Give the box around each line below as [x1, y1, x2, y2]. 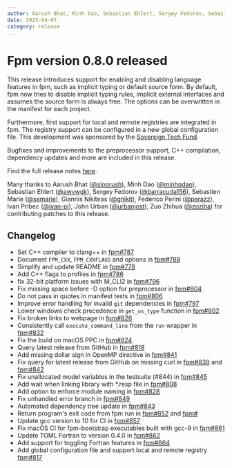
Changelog [7, 229, 56, 242]
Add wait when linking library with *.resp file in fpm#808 [17, 380, 177, 389]
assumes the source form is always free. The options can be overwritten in [7, 97, 220, 106]
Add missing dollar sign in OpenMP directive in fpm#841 [17, 351, 177, 359]
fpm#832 [17, 329, 44, 337]
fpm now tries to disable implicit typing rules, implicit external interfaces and [7, 90, 224, 99]
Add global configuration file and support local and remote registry [17, 446, 208, 454]
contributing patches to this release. [7, 210, 110, 218]
